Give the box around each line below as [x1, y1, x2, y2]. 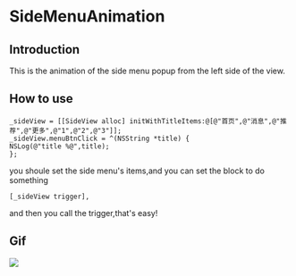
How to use [9, 91, 73, 106]
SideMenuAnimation [9, 6, 165, 27]
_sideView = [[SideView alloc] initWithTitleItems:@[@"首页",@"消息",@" [9, 116, 281, 126]
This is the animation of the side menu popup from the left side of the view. [9, 65, 286, 76]
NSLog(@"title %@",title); [9, 141, 110, 151]
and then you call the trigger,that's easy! [9, 207, 158, 218]
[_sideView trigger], [9, 192, 90, 201]
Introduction [9, 42, 80, 57]
